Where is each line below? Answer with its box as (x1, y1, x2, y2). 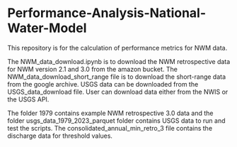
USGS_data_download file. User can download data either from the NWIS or (7, 87, 229, 96)
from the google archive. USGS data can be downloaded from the (7, 80, 199, 88)
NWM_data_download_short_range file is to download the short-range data (7, 72, 226, 81)
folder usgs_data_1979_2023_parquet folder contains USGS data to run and (7, 116, 226, 125)
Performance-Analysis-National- (7, 5, 207, 21)
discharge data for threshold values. (7, 131, 113, 140)
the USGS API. (7, 94, 50, 104)
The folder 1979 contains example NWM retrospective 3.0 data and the (7, 109, 214, 117)
